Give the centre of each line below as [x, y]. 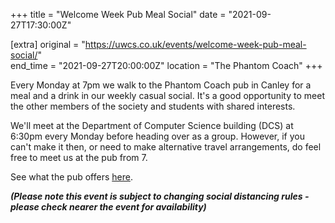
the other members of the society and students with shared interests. [153, 106]
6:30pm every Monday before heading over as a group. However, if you [157, 136]
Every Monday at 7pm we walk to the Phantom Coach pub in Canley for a [161, 85]
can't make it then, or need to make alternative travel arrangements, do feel [166, 147]
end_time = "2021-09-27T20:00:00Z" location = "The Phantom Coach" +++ [166, 65]
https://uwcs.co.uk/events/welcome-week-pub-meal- [195, 44]
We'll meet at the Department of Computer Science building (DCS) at [152, 125]
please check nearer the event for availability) [108, 207]
